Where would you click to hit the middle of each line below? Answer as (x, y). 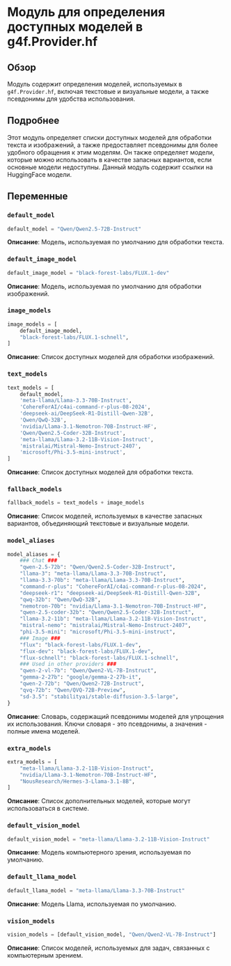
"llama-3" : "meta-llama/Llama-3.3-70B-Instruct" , (93, 574)
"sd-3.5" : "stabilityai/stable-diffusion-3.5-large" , (99, 697)
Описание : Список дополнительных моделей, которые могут (99, 801)
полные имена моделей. (43, 731)
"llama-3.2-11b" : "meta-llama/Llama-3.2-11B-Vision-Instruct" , (113, 619)
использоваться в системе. (48, 809)
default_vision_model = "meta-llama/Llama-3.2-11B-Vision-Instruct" (109, 839)
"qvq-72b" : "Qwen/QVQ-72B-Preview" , (73, 690)
